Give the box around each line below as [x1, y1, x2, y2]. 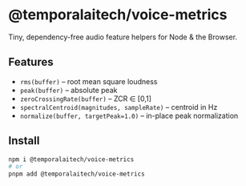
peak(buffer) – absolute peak [19, 85, 118, 95]
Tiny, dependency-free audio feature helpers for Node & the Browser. [8, 32, 238, 42]
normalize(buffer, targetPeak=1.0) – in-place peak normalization [19, 111, 239, 120]
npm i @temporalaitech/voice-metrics [8, 155, 135, 164]
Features [8, 55, 54, 69]
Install [8, 134, 40, 148]
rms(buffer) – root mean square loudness [19, 76, 158, 86]
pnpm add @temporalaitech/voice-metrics [8, 170, 146, 178]
